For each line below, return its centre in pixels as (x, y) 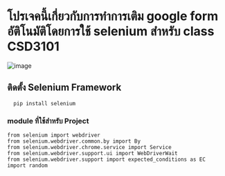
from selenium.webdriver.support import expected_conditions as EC (107, 160)
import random (28, 166)
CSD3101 (34, 47)
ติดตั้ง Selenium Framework (64, 88)
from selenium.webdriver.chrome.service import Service (89, 148)
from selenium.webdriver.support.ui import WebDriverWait (92, 154)
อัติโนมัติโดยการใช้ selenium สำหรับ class (111, 32)
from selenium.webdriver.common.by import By (74, 141)
